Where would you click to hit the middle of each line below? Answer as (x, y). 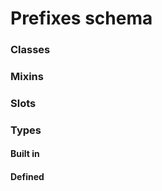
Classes (30, 50)
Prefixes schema (81, 18)
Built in (25, 154)
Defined (27, 177)
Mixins (27, 77)
